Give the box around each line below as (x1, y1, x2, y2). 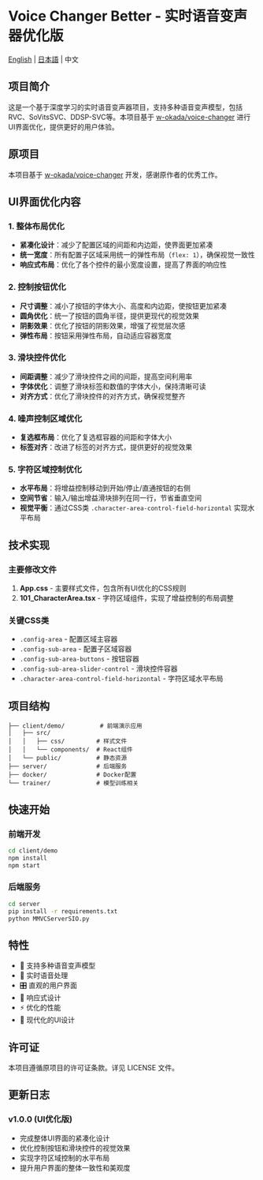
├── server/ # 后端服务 (8, 762, 128, 770)
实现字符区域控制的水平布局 (19, 1153, 110, 1163)
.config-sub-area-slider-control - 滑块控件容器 (19, 664, 179, 673)
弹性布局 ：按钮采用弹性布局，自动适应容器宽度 (19, 331, 172, 340)
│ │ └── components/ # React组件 (8, 746, 133, 754)
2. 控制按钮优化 (8, 282, 67, 293)
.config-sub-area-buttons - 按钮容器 (19, 654, 139, 664)
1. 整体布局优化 (8, 220, 65, 231)
